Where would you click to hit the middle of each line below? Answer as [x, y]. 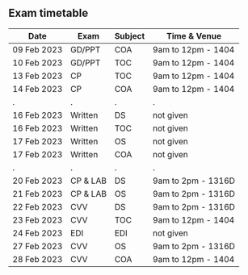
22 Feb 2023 [38, 206]
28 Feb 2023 [38, 259]
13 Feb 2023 [38, 76]
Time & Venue [194, 35]
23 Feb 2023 [38, 219]
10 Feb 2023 [38, 62]
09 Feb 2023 [38, 49]
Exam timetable [48, 13]
